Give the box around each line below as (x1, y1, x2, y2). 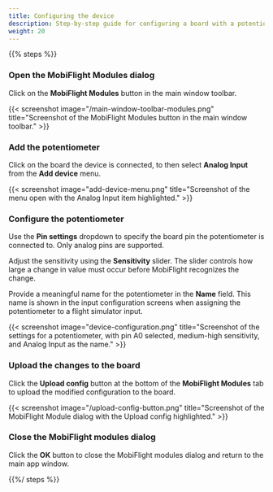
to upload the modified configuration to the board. (8, 387, 176, 397)
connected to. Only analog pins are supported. (8, 241, 165, 250)
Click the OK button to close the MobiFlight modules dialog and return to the (8, 450, 264, 459)
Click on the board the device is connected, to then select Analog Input (8, 159, 249, 169)
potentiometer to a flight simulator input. (8, 307, 144, 316)
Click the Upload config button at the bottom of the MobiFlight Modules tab (8, 378, 264, 388)
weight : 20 (8, 27, 45, 35)
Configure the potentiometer (8, 213, 124, 224)
